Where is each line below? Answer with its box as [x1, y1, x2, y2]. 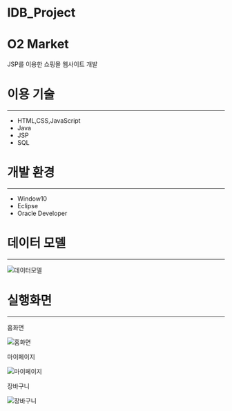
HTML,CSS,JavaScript [17, 117, 81, 125]
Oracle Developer [17, 209, 68, 217]
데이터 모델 [7, 236, 66, 251]
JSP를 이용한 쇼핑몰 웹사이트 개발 [7, 60, 98, 68]
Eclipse [17, 202, 39, 210]
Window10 [17, 194, 47, 203]
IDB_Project [7, 5, 76, 21]
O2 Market [7, 37, 69, 52]
